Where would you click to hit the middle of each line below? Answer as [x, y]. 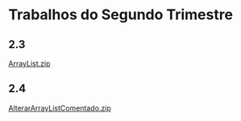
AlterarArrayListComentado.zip [60, 108]
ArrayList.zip [29, 63]
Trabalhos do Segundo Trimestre [121, 15]
